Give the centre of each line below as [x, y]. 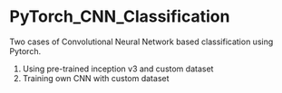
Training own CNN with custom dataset [96, 78]
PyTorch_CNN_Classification [120, 17]
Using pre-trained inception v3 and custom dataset [118, 69]
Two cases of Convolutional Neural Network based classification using [141, 42]
